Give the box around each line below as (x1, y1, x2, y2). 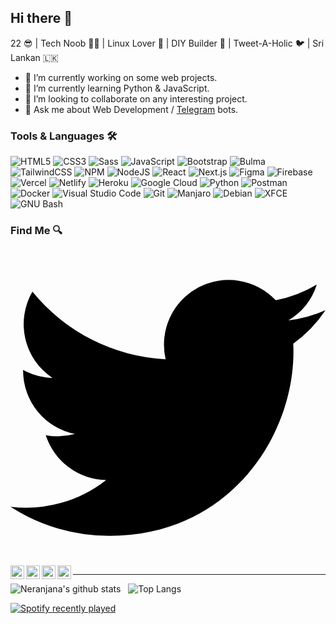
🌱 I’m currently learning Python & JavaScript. (24, 82, 210, 94)
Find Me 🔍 (10, 224, 63, 238)
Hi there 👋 (10, 10, 73, 27)
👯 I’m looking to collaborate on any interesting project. (24, 92, 248, 105)
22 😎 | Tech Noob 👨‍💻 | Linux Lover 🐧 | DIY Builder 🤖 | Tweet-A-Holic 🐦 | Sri (10, 37, 325, 49)
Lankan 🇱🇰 (10, 51, 59, 63)
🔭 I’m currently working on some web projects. (24, 71, 218, 83)
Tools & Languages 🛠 (10, 129, 118, 143)
